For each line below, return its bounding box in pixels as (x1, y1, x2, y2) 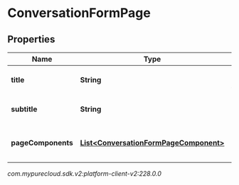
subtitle (11, 104, 38, 114)
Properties (7, 33, 55, 45)
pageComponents (11, 138, 73, 147)
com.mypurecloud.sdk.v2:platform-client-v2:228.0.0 (7, 169, 162, 178)
